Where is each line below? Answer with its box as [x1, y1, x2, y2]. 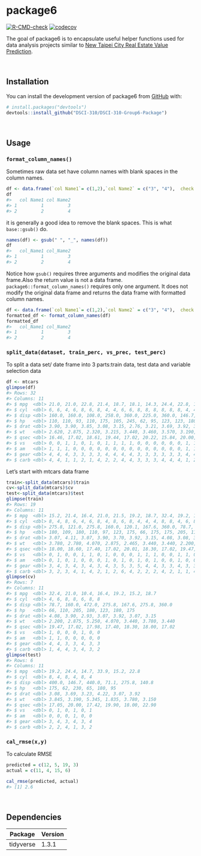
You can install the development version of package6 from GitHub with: [6, 92, 182, 99]
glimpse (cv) [6, 574, 36, 580]
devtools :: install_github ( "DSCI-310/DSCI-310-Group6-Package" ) [6, 110, 167, 116]
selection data [6, 368, 41, 375]
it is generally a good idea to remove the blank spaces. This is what [6, 219, 172, 226]
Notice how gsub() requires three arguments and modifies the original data [6, 270, 190, 277]
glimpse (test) [6, 652, 42, 658]
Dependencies [6, 812, 62, 822]
